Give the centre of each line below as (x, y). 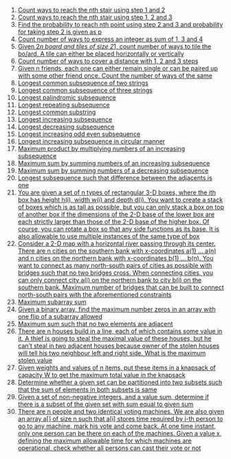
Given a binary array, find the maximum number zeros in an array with (117, 309)
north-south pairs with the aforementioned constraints (95, 294)
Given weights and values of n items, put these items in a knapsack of (117, 368)
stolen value (35, 360)
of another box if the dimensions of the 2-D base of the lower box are (116, 214)
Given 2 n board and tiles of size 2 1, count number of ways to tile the (114, 46)
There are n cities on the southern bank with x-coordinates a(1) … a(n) (117, 251)
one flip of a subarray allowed (60, 316)
